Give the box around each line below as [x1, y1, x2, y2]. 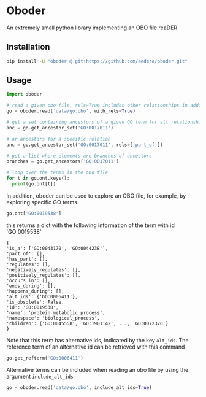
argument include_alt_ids [6, 372, 74, 380]
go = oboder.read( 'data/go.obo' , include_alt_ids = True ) [6, 384, 152, 390]
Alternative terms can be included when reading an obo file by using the [6, 366, 189, 373]
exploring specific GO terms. [6, 198, 79, 206]
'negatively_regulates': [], [6, 266, 81, 273]
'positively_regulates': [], [6, 272, 81, 278]
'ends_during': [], [6, 283, 56, 289]
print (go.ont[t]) [12, 181, 56, 187]
